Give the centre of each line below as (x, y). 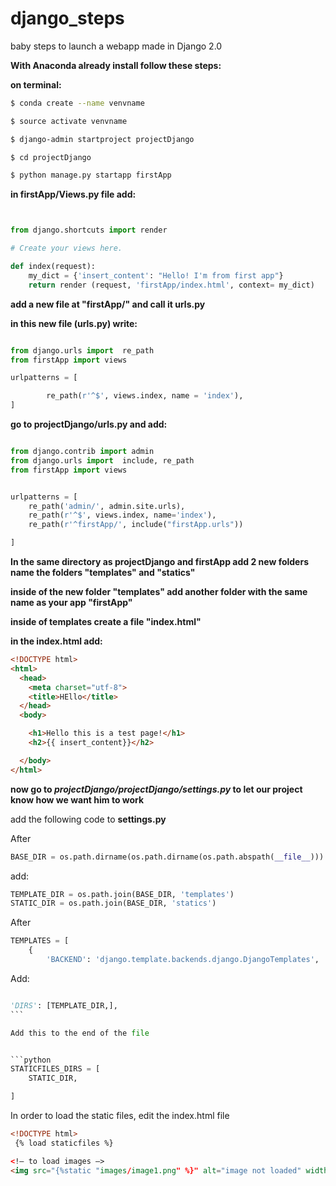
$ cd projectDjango (51, 157)
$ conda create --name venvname (77, 103)
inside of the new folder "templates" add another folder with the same (159, 592)
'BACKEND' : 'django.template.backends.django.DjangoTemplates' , (183, 960)
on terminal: (36, 84)
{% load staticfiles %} (64, 1143)
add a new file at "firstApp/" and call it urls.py (108, 304)
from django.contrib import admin (82, 452)
